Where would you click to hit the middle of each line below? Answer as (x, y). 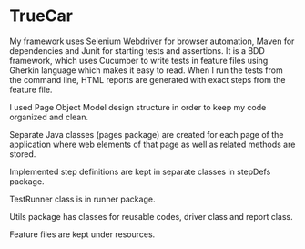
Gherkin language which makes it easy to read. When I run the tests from (147, 70)
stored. (23, 154)
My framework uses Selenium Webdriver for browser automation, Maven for (152, 41)
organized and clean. (49, 117)
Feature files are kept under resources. (82, 234)
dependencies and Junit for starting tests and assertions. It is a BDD (137, 50)
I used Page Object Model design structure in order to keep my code (138, 107)
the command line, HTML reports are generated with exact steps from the (147, 79)
